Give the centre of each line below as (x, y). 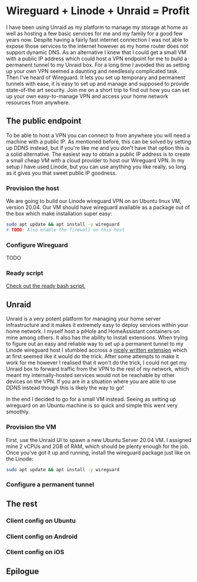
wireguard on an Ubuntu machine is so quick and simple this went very (92, 406)
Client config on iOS (35, 552)
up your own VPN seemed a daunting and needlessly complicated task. (93, 71)
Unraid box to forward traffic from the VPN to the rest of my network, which (98, 369)
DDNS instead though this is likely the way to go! (65, 388)
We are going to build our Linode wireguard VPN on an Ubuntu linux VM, (94, 201)
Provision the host (33, 188)
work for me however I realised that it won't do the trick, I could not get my (96, 363)
